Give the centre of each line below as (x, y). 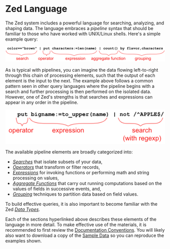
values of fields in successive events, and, (57, 189)
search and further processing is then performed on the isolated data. (78, 91)
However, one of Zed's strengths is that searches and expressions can (79, 97)
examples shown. (24, 241)
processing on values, (36, 178)
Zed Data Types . (23, 209)
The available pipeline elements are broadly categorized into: (69, 152)
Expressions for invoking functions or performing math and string (81, 173)
